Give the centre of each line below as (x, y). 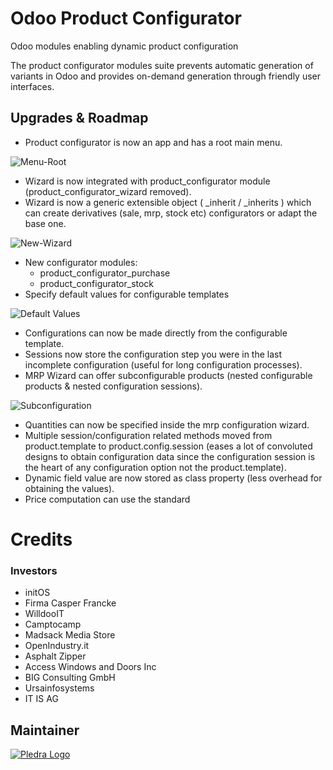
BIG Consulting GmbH (70, 678)
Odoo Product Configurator (126, 18)
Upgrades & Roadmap (79, 118)
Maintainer (45, 730)
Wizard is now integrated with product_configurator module (147, 181)
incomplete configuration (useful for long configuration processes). (163, 364)
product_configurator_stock (97, 283)
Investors (34, 570)
